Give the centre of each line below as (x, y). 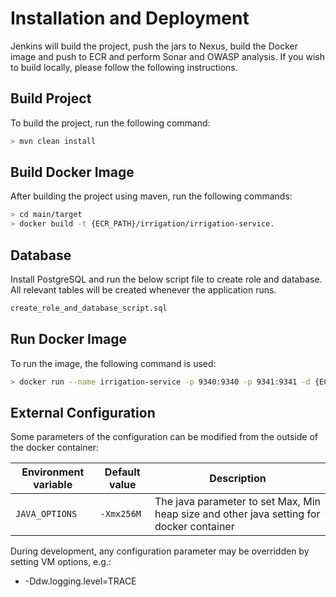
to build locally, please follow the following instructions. (124, 67)
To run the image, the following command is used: (113, 363)
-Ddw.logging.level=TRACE (80, 581)
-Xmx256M (120, 514)
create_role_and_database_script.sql (89, 308)
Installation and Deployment (130, 18)
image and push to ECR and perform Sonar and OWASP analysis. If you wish (168, 56)
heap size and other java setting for (237, 514)
